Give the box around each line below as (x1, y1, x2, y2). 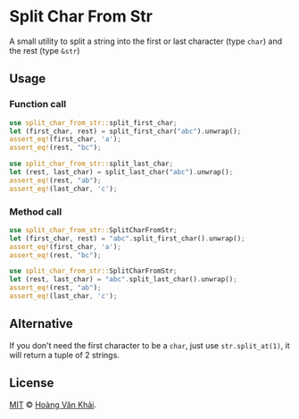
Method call (9, 205, 62, 218)
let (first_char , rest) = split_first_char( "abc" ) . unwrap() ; (9, 127, 242, 136)
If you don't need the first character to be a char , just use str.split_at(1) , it (9, 339, 290, 350)
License (9, 375, 54, 390)
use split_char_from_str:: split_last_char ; (9, 159, 174, 169)
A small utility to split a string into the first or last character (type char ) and (9, 36, 283, 46)
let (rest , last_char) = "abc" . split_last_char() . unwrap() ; (9, 275, 238, 284)
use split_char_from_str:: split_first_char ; (9, 118, 178, 127)
